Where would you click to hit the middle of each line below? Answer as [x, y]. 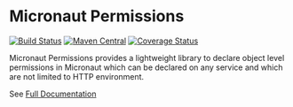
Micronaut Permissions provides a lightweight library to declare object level [147, 57]
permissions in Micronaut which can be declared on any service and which [146, 67]
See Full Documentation [53, 94]
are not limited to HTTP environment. [77, 76]
